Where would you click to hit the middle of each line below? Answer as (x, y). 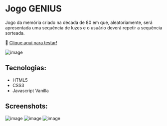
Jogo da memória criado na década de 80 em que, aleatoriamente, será (79, 22)
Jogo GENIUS (34, 9)
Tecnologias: (26, 68)
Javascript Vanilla (30, 91)
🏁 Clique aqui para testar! (31, 42)
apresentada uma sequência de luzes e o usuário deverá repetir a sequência (84, 27)
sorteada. (15, 33)
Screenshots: (27, 106)
